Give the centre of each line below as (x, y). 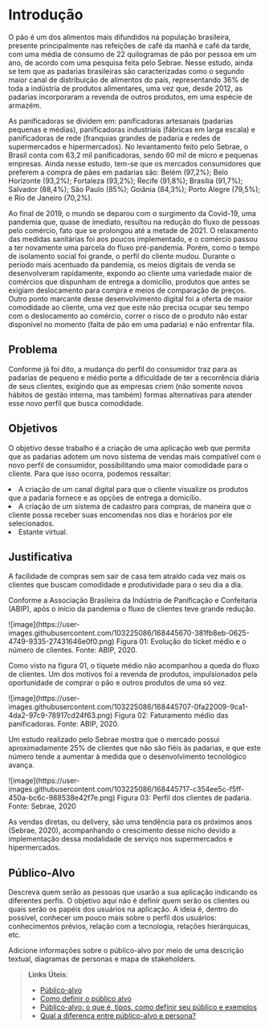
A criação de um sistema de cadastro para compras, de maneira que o (135, 506)
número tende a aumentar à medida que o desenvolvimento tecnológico (128, 756)
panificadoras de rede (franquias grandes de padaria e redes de (114, 137)
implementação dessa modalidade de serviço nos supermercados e (120, 839)
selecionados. (31, 523)
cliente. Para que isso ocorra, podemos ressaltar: (90, 473)
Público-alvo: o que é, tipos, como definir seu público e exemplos (148, 1007)
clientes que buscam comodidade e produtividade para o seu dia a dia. (126, 585)
